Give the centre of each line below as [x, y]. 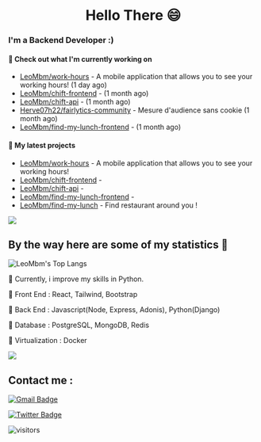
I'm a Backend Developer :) [61, 40]
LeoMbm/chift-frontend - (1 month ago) [84, 93]
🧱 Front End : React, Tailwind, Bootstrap [73, 295]
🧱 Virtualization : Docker [48, 341]
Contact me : [41, 380]
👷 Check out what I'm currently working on [80, 59]
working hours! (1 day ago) [63, 85]
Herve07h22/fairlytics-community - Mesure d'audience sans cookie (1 [134, 110]
